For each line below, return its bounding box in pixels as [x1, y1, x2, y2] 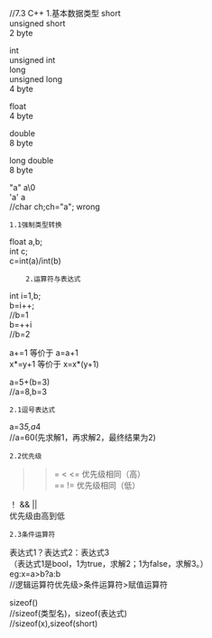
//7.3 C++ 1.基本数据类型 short [9, 8, 121, 18]
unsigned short [9, 18, 66, 29]
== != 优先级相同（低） [53, 480, 141, 490]
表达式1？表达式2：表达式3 [9, 547, 110, 558]
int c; [9, 246, 29, 256]
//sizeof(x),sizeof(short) [9, 618, 98, 629]
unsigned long [9, 74, 63, 84]
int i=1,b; [9, 291, 41, 301]
